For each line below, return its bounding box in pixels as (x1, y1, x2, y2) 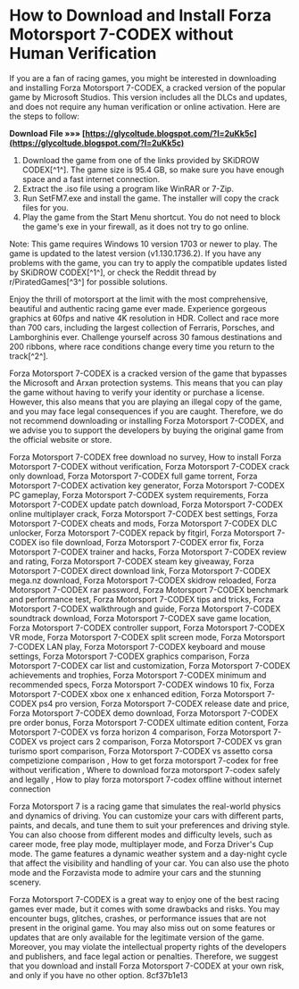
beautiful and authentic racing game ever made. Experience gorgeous (9, 303, 267, 313)
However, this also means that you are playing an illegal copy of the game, (9, 396, 283, 407)
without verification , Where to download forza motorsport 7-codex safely (9, 764, 280, 775)
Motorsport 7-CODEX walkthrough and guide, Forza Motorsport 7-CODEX (9, 603, 281, 614)
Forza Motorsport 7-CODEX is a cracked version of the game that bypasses (9, 368, 287, 378)
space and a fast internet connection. (21, 173, 161, 184)
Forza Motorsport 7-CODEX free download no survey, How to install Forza (9, 452, 282, 462)
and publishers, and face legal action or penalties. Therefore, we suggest (9, 951, 278, 961)
